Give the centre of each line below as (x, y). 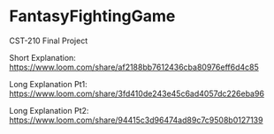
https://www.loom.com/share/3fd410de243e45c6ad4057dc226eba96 (137, 93)
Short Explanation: (43, 57)
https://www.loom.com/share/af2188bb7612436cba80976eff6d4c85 (134, 67)
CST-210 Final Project (49, 41)
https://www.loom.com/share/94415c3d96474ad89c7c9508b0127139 (136, 120)
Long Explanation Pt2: (49, 110)
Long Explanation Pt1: (48, 84)
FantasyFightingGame (92, 16)
